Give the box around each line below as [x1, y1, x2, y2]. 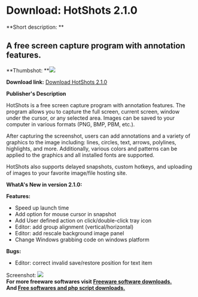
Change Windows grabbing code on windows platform [14, 236, 150, 243]
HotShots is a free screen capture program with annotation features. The [6, 101, 185, 108]
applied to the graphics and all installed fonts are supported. [6, 151, 154, 159]
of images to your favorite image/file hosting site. [6, 169, 127, 177]
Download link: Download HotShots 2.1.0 [6, 78, 108, 86]
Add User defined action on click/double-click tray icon [14, 217, 152, 224]
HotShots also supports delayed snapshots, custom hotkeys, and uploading [6, 163, 193, 170]
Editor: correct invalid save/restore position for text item [14, 259, 153, 266]
